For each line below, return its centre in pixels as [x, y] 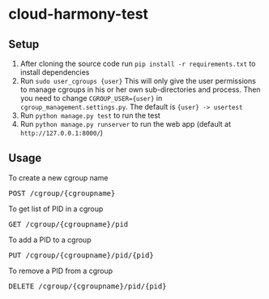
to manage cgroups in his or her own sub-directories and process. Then [140, 89]
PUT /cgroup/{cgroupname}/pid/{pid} [81, 255]
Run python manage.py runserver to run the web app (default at [126, 124]
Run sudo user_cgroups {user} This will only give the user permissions [138, 81]
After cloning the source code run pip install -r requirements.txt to [138, 63]
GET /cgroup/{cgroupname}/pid [68, 224]
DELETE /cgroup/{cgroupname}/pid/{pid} [88, 286]
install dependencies [55, 72]
